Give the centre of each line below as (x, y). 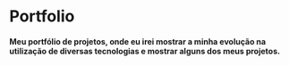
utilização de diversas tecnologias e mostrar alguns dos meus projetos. (144, 51)
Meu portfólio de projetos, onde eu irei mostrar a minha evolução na (138, 41)
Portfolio (42, 16)
